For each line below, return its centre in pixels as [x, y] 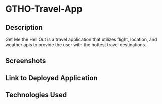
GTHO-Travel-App [44, 9]
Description [24, 28]
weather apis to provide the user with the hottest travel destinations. [76, 45]
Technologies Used [36, 95]
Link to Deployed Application [51, 78]
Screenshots [26, 61]
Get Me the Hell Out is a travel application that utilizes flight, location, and [81, 39]
